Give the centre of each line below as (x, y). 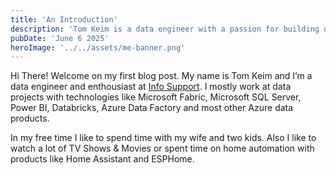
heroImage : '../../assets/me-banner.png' (98, 47)
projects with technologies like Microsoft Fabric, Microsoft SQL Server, (156, 97)
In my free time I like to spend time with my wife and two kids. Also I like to (163, 138)
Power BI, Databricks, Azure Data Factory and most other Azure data (152, 108)
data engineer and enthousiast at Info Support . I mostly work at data (151, 87)
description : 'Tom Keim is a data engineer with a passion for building (165, 29)
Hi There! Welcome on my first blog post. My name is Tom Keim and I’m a (161, 76)
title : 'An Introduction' (64, 19)
